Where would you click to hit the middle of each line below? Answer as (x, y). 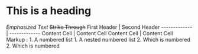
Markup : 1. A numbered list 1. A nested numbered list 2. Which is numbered (98, 39)
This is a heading (49, 11)
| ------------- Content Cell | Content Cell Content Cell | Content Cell (90, 33)
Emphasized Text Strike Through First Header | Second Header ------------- (99, 27)
